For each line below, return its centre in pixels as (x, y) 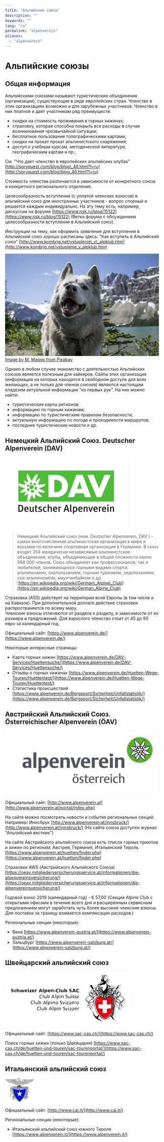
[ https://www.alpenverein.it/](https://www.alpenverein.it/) (70, 1134)
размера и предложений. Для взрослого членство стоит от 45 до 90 (77, 618)
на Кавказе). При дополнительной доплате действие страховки (72, 603)
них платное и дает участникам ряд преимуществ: (58, 111)
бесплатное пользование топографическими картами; (69, 136)
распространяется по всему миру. (41, 608)
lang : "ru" (16, 26)
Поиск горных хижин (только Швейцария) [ (50, 1043)
